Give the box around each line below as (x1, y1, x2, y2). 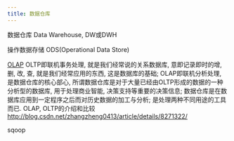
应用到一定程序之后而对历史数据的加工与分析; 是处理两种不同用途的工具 (19, 95, 227, 104)
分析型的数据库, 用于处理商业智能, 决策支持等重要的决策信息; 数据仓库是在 (7, 86, 221, 95)
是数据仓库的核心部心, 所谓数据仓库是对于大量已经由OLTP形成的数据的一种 (7, 78, 223, 86)
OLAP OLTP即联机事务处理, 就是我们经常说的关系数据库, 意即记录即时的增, (7, 60, 223, 69)
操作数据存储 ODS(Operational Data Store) (7, 45, 130, 53)
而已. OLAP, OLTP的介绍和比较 (7, 104, 96, 112)
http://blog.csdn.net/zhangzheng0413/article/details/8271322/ (7, 112, 188, 120)
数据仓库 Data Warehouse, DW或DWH (7, 30, 117, 39)
